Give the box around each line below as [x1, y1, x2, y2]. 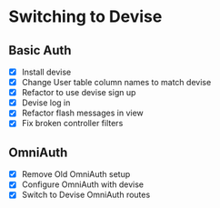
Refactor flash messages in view [21, 107, 145, 119]
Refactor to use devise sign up [21, 87, 136, 98]
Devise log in [21, 97, 71, 108]
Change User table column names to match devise [21, 77, 212, 88]
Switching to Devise [8, 6, 163, 27]
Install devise [21, 66, 72, 77]
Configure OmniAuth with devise [21, 179, 145, 190]
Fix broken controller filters [21, 118, 124, 129]
